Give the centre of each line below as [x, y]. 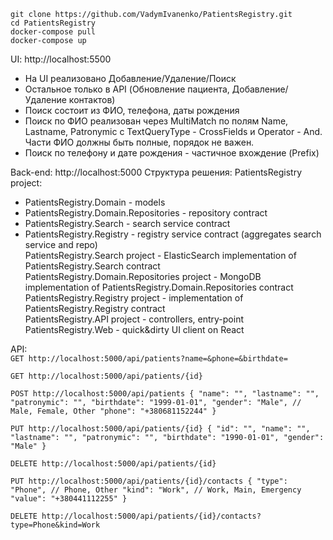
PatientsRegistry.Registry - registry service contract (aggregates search [173, 234]
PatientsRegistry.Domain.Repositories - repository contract [146, 213]
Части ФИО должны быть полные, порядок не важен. [139, 142]
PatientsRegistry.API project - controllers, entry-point [134, 319]
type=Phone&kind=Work [55, 525]
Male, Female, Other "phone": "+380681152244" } [113, 411]
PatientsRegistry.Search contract [92, 266]
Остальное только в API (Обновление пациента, [127, 89]
